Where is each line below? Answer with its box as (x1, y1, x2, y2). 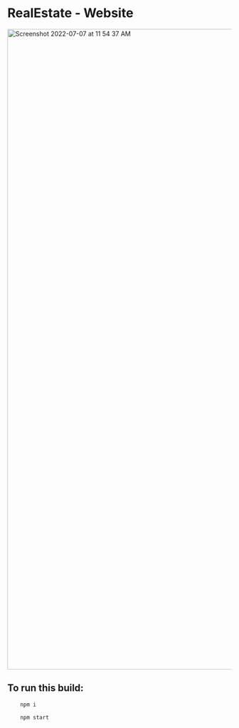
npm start (20, 714, 50, 721)
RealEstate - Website (7, 5, 134, 21)
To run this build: (7, 682, 84, 695)
